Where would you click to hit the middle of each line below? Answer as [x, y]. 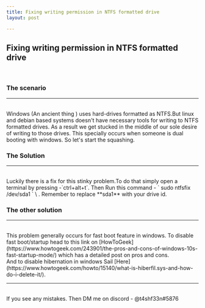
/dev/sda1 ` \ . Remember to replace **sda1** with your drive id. [87, 194]
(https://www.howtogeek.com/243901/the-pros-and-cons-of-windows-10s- [102, 249]
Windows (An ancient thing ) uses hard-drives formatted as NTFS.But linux [100, 113]
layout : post [23, 18]
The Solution [26, 156]
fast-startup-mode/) [31, 255]
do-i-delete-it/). [26, 275]
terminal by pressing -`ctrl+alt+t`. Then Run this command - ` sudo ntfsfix [99, 187]
